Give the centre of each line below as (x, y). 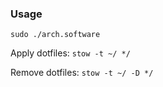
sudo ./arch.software (55, 35)
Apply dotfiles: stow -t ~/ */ (70, 53)
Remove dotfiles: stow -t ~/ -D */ (82, 73)
